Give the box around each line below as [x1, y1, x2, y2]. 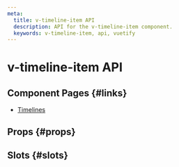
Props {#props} [7, 126, 76, 138]
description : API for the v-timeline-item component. [13, 23, 173, 30]
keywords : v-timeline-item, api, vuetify [13, 29, 136, 37]
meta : [7, 10, 23, 17]
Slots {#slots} [7, 150, 68, 161]
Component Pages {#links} [7, 87, 127, 99]
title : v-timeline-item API [13, 17, 95, 24]
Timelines [17, 106, 46, 114]
